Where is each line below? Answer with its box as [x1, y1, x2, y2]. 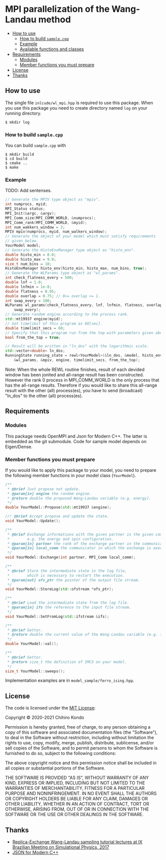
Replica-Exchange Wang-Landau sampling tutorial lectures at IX [12, 839, 143, 845]
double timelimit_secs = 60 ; [5, 326, 65, 330]
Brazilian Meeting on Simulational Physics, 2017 [12, 844, 110, 850]
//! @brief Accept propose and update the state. [5, 514, 110, 519]
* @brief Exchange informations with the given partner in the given [7, 532, 154, 537]
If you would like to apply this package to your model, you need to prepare [5, 467, 157, 473]
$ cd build [5, 157, 28, 162]
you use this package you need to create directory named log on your [5, 105, 148, 111]
